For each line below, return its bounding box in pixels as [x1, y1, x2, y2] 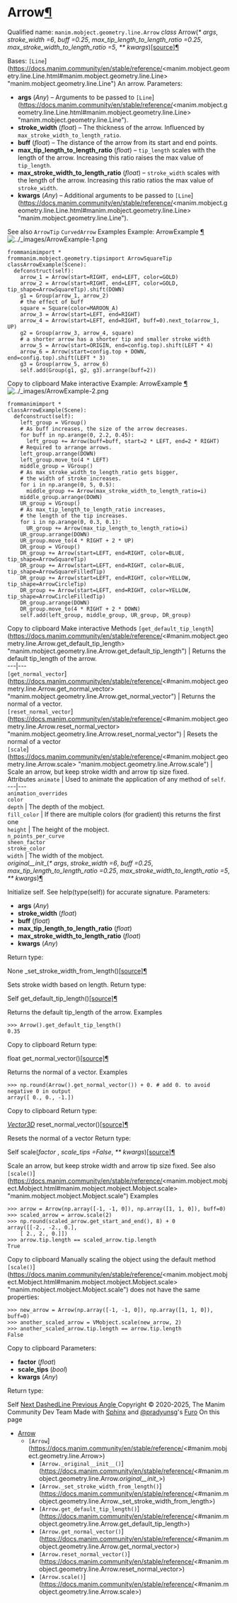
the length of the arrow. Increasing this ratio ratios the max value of [17, 175, 214, 185]
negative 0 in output [7, 1088, 71, 1095]
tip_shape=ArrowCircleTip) [7, 580, 87, 588]
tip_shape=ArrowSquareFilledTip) [7, 568, 106, 575]
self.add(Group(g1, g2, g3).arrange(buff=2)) [20, 366, 157, 373]
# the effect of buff [20, 298, 83, 305]
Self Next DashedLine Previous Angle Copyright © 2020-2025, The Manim [7, 1400, 225, 1408]
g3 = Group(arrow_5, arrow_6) [20, 360, 110, 368]
